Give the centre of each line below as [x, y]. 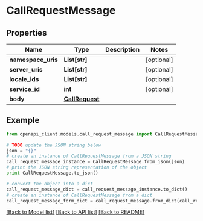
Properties [27, 33]
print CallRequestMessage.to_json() [52, 173]
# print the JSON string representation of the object [77, 167]
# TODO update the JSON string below [54, 145]
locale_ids [24, 79]
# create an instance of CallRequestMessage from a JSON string [89, 156]
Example [23, 120]
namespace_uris [34, 60]
